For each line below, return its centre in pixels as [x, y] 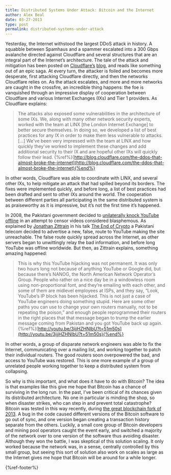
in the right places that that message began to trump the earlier [84, 318]
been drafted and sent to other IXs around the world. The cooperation [79, 194]
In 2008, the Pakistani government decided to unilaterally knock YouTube [82, 215]
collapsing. [17, 371]
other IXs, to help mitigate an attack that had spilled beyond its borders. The [85, 184]
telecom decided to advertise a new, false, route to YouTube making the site [85, 232]
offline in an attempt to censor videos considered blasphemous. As [76, 221]
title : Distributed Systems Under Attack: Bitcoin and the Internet [80, 10]
